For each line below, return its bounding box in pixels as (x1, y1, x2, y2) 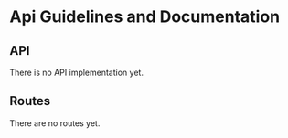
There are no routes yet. (9, 117, 101, 129)
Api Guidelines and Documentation (9, 6, 281, 27)
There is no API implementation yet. (9, 67, 144, 78)
